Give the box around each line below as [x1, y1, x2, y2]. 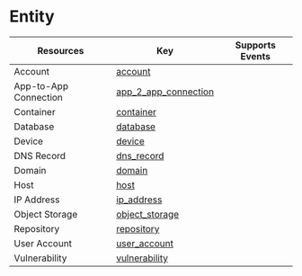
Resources [37, 44, 84, 57]
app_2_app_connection [116, 85, 214, 98]
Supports [235, 39, 276, 51]
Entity [9, 6, 56, 27]
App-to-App [13, 79, 69, 92]
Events [240, 49, 271, 62]
